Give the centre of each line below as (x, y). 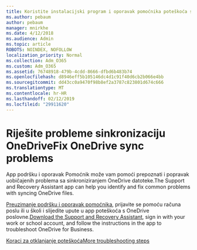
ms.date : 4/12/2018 (30, 33)
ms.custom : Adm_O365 (31, 66)
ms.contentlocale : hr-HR (36, 93)
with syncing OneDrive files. (40, 193)
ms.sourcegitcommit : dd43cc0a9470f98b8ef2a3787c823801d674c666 (85, 83)
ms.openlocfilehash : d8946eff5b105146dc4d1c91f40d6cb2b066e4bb (85, 77)
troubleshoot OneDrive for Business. (50, 229)
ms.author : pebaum (28, 17)
